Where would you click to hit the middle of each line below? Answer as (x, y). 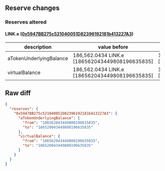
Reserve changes (32, 8)
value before (113, 47)
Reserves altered (26, 22)
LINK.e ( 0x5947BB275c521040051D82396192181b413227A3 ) (69, 34)
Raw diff (18, 93)
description (38, 47)
